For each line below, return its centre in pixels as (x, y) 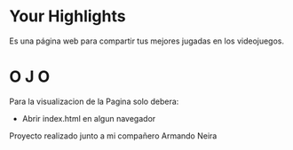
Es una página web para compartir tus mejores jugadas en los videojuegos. (147, 41)
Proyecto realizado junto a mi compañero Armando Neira (113, 136)
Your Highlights (67, 16)
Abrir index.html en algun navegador (89, 118)
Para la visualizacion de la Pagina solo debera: (94, 101)
